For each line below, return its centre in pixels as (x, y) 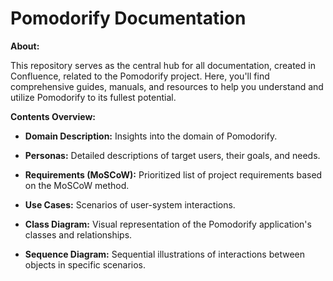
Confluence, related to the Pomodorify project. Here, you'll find (140, 76)
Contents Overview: (53, 116)
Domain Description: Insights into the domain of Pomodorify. (151, 136)
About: (25, 46)
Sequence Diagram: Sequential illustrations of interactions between (165, 254)
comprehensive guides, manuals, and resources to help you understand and (167, 86)
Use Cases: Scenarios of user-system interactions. (130, 204)
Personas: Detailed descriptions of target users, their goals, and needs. (172, 155)
